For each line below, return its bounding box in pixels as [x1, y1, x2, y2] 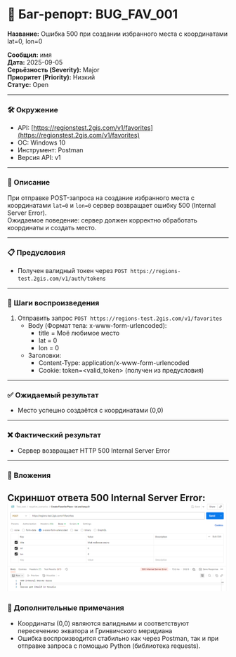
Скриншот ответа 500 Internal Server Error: [7, 492, 206, 504]
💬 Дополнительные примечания [7, 603, 124, 613]
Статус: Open [7, 80, 49, 88]
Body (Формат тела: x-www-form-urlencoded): [27, 321, 167, 330]
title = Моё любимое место [38, 329, 120, 338]
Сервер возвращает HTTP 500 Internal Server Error [17, 446, 171, 455]
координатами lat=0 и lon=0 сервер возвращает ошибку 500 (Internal [7, 201, 216, 209]
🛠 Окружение [7, 105, 58, 114]
